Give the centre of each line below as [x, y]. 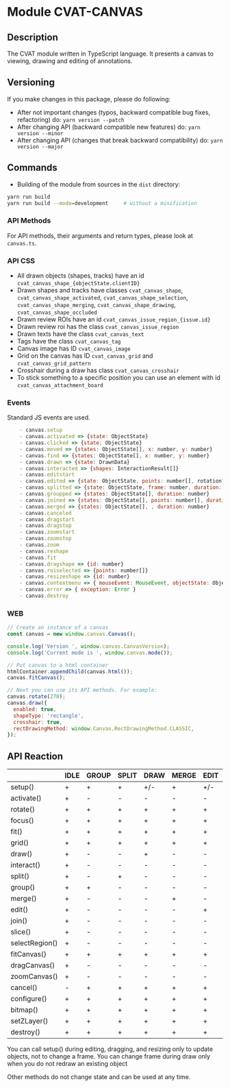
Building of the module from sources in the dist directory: [99, 184]
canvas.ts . [22, 243]
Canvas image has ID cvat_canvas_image [74, 348]
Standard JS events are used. [49, 418]
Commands [33, 168]
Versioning [31, 83]
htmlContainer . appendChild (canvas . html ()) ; [70, 672]
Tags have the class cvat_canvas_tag [69, 341]
